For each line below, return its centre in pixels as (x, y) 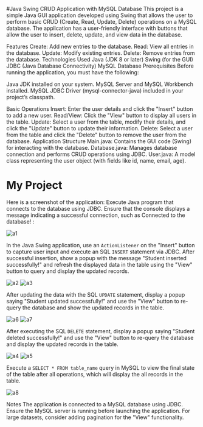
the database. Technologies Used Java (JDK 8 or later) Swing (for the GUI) (100, 59)
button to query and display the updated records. (68, 271)
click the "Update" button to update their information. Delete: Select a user (100, 128)
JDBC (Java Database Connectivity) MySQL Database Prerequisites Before (100, 66)
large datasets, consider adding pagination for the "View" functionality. (95, 417)
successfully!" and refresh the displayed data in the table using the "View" (99, 264)
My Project (34, 185)
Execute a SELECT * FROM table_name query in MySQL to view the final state (101, 367)
